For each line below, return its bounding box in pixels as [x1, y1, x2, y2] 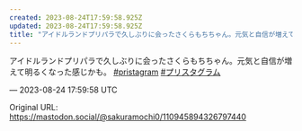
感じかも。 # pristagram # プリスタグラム [71, 66, 221, 77]
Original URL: [9, 102, 58, 113]
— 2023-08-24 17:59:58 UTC [9, 84, 119, 95]
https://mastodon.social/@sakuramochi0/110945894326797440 [9, 111, 247, 122]
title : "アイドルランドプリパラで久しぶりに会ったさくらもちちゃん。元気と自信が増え [9, 30, 289, 39]
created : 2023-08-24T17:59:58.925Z [9, 13, 143, 22]
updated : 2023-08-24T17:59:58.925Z [9, 22, 143, 31]
